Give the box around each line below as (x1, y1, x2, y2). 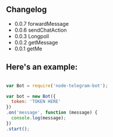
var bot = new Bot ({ (6, 93, 57, 99)
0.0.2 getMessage (14, 39, 58, 46)
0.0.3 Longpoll (14, 32, 50, 40)
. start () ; (6, 126, 30, 132)
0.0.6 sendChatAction (14, 26, 67, 33)
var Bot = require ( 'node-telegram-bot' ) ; (6, 83, 108, 88)
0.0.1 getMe (14, 45, 43, 52)
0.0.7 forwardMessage (14, 20, 69, 27)
